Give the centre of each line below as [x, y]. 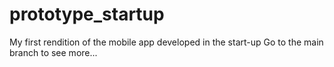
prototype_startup [87, 14]
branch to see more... [53, 52]
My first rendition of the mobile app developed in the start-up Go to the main [166, 42]
